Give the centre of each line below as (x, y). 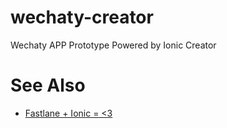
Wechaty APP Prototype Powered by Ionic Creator (113, 45)
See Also (48, 85)
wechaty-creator (82, 17)
